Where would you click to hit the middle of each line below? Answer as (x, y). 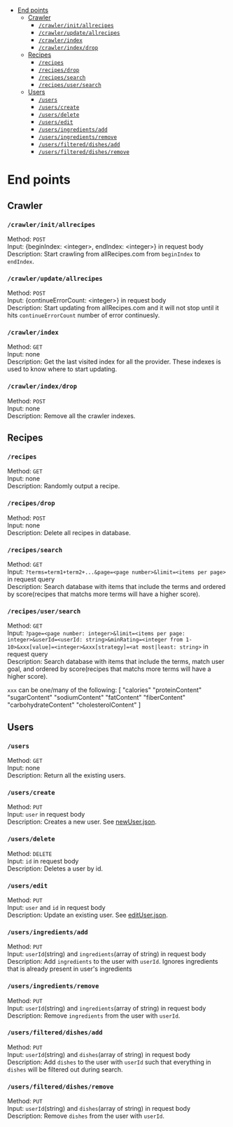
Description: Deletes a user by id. (55, 869)
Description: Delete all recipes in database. (69, 532)
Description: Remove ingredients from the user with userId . (94, 1016)
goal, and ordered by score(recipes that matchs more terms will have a (109, 669)
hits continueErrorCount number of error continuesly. (84, 315)
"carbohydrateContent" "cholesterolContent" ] (74, 705)
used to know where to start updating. (62, 369)
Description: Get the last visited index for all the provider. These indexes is (114, 362)
